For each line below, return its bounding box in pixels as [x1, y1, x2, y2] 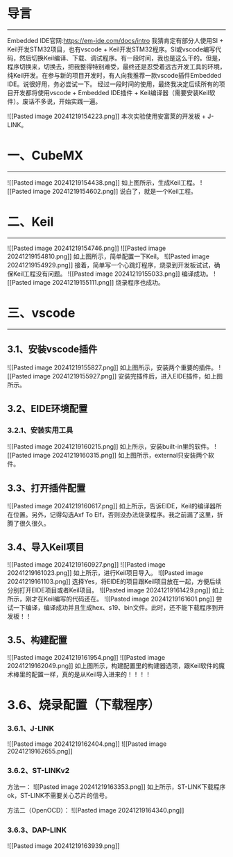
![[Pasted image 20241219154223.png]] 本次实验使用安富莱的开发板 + [7, 112, 207, 120]
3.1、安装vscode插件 [7, 344, 98, 356]
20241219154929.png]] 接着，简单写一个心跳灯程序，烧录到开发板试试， [7, 260, 215, 269]
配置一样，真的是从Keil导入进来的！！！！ [31, 670, 151, 679]
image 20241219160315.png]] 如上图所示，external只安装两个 [33, 451, 209, 460]
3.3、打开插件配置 [7, 482, 86, 494]
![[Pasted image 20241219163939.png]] [7, 841, 120, 850]
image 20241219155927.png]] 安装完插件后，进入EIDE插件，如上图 [33, 372, 223, 380]
